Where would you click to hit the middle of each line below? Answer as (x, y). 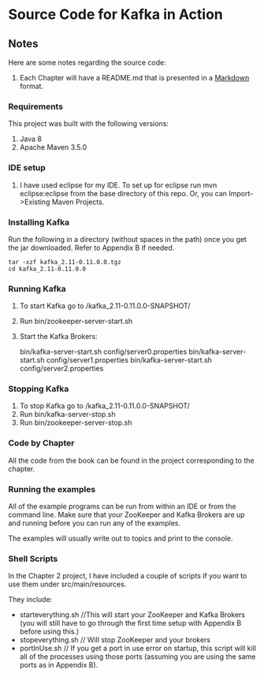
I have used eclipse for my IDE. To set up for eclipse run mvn (118, 185)
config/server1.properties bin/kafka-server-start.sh (129, 360)
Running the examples (52, 489)
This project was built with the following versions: (89, 124)
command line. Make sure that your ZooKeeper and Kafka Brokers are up (127, 515)
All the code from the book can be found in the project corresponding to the (131, 460)
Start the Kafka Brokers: (59, 337)
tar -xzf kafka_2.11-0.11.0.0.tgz (65, 262)
